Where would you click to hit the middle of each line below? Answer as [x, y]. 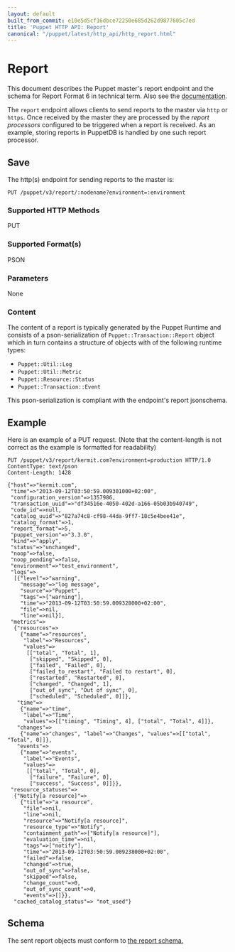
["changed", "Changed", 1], [71, 684]
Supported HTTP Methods [54, 210]
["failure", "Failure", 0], [71, 777]
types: [17, 350]
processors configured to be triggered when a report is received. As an [111, 125]
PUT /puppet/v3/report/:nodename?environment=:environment [97, 193]
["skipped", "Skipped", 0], [71, 659]
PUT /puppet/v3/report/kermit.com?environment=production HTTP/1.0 [109, 460]
